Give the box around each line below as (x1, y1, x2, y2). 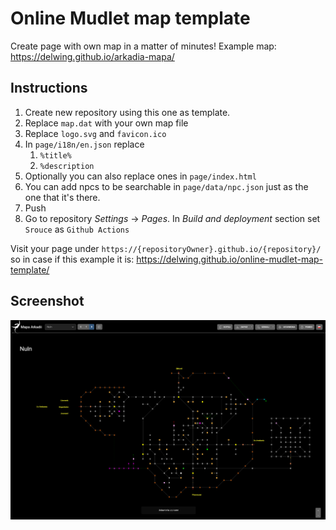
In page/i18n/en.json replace (24, 138, 145, 150)
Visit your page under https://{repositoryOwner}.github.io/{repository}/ (10, 242, 322, 254)
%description (39, 161, 95, 171)
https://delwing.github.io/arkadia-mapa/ (10, 50, 175, 62)
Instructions (10, 80, 88, 97)
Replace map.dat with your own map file (24, 117, 189, 129)
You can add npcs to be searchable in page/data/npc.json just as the (24, 180, 309, 192)
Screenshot (10, 293, 85, 310)
